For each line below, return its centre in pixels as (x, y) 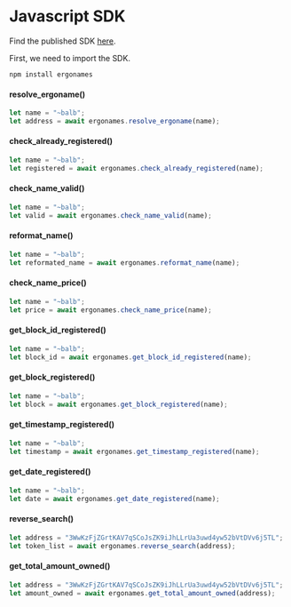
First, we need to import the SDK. (70, 58)
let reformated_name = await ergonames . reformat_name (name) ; (125, 263)
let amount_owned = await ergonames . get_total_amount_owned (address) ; (142, 593)
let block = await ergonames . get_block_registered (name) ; (118, 404)
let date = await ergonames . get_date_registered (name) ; (114, 499)
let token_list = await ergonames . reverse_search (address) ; (123, 546)
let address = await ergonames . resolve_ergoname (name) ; (114, 122)
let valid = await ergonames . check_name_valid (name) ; (111, 215)
